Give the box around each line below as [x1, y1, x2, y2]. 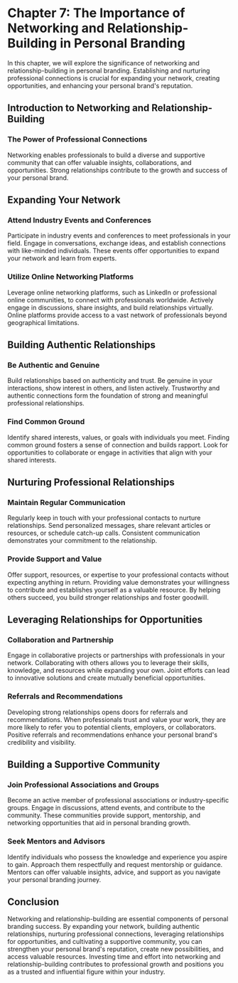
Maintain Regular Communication [7, 497, 126, 507]
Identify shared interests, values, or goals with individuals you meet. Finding [7, 432, 229, 442]
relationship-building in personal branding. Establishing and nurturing [7, 66, 210, 75]
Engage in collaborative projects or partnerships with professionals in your [7, 651, 225, 659]
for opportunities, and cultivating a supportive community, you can [7, 937, 202, 946]
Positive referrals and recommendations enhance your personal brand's [7, 730, 218, 739]
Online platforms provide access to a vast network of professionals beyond [7, 311, 227, 319]
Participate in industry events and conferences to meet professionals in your [7, 231, 231, 240]
